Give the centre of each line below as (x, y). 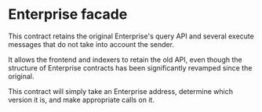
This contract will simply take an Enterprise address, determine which (121, 91)
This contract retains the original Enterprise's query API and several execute (131, 36)
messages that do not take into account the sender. (91, 44)
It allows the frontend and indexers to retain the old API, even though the (125, 60)
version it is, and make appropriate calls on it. (82, 99)
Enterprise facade (68, 14)
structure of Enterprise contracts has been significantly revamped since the (130, 67)
